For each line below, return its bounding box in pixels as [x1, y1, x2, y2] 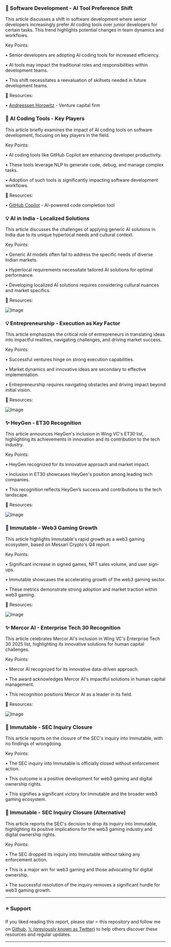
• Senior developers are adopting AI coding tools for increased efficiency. [5, 52, 160, 58]
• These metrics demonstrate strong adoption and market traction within [5, 586, 158, 592]
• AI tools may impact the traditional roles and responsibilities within [5, 62, 148, 68]
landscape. [5, 492, 29, 498]
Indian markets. [5, 256, 38, 263]
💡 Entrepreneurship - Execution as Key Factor [5, 320, 121, 327]
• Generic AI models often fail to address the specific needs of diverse [5, 251, 153, 257]
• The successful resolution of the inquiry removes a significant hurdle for [5, 881, 160, 887]
